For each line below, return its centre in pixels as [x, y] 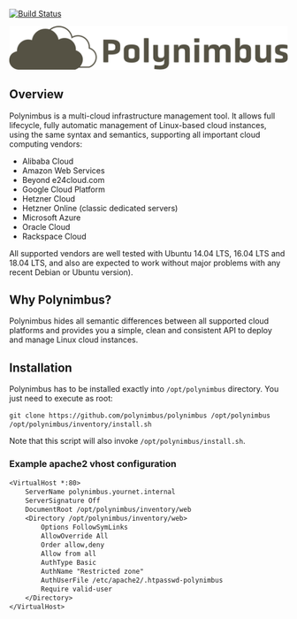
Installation [41, 367]
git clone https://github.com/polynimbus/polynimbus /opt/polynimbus [140, 416]
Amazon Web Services [63, 170]
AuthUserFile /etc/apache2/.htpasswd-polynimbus [132, 581]
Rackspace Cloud [54, 236]
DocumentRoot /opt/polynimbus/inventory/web [108, 510]
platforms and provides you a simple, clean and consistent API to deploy [141, 331]
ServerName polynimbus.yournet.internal [100, 492]
